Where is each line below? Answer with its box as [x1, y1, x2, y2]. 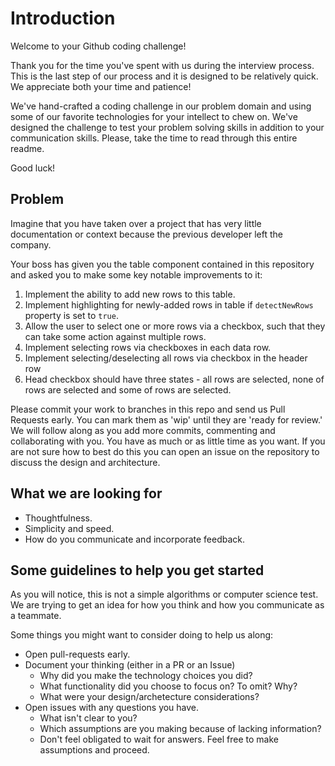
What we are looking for [10, 485, 163, 502]
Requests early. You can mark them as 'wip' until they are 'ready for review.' [10, 413, 323, 426]
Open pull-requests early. [24, 648, 131, 661]
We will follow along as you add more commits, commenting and [10, 424, 276, 436]
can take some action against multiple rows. [24, 330, 207, 342]
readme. [10, 142, 45, 154]
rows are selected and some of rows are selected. [24, 383, 232, 396]
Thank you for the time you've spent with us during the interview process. [10, 59, 315, 71]
